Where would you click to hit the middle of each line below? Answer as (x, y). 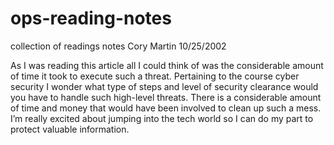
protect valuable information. (70, 129)
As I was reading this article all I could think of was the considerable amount (167, 65)
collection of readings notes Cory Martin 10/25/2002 (118, 46)
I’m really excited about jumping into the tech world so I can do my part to (162, 118)
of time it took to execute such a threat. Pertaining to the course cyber (155, 76)
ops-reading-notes (91, 18)
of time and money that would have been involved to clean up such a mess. (166, 108)
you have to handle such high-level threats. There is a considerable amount (166, 97)
